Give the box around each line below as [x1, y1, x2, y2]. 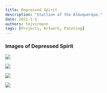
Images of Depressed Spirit [5, 43, 74, 50]
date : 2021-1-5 [5, 17, 37, 22]
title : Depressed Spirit [5, 7, 58, 13]
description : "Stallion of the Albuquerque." [5, 12, 102, 17]
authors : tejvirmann [5, 21, 49, 27]
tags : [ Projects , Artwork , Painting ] [5, 26, 85, 31]
